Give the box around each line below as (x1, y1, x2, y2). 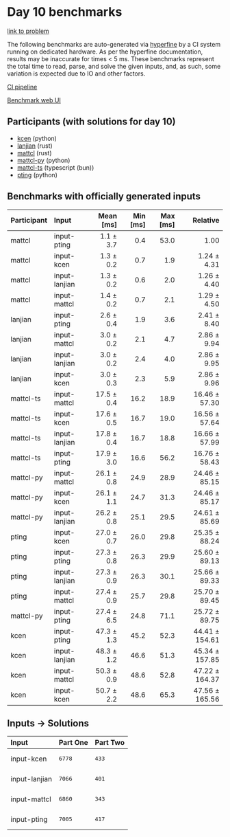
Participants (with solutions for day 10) (7, 116, 176, 128)
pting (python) (16, 170, 58, 179)
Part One (58, 738, 88, 748)
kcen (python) (16, 134, 57, 142)
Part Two (94, 738, 125, 748)
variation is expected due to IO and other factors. (7, 69, 146, 78)
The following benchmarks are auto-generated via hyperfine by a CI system (7, 40, 221, 48)
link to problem (7, 27, 49, 35)
